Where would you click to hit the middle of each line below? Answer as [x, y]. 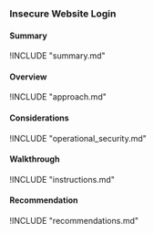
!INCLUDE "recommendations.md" [74, 220]
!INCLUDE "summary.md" [58, 56]
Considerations [40, 118]
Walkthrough [35, 159]
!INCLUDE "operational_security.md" [78, 138]
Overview [28, 77]
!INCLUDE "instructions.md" [62, 179]
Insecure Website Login [63, 14]
